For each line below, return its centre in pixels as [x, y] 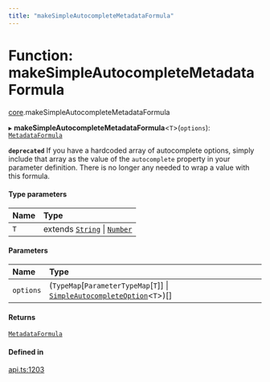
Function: [41, 55]
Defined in [26, 351]
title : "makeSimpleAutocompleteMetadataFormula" [91, 16]
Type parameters [38, 195]
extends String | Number [88, 228]
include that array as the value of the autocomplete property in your [119, 158]
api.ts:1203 [27, 370]
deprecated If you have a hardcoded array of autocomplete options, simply [131, 150]
